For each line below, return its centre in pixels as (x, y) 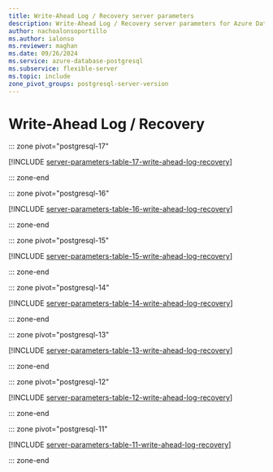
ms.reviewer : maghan (43, 46)
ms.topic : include (39, 76)
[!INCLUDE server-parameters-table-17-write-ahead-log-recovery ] (121, 162)
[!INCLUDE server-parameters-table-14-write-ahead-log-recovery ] (121, 303)
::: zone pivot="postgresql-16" (59, 193)
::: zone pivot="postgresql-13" (59, 335)
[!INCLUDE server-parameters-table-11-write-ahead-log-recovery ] (120, 445)
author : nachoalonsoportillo (58, 31)
